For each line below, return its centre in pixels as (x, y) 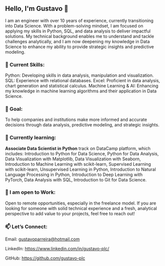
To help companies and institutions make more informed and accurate (76, 119)
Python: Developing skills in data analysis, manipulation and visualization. (80, 75)
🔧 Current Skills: (25, 64)
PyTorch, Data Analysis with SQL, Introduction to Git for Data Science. (76, 179)
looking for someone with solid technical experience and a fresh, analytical (81, 208)
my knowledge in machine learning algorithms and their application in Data (81, 91)
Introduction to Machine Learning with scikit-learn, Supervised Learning (78, 164)
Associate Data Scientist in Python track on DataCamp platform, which (78, 148)
